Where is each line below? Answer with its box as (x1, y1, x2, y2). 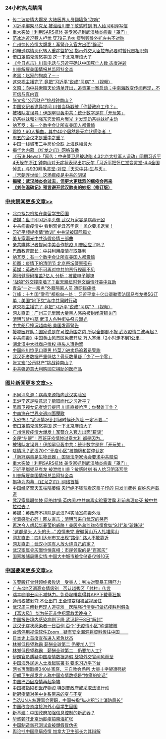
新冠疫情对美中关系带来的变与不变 (12, 691, 82, 697)
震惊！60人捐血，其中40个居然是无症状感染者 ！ (12, 128, 112, 135)
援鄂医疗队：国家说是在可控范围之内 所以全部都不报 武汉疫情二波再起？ (12, 328, 159, 334)
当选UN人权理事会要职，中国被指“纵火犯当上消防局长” (12, 697, 123, 703)
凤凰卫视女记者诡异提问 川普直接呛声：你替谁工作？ (12, 404, 118, 410)
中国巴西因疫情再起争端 (12, 679, 60, 685)
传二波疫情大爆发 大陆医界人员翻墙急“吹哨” (12, 16, 101, 23)
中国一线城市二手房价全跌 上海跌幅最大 (12, 141, 92, 147)
